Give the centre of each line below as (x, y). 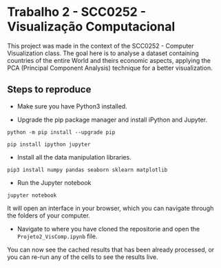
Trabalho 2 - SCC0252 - (77, 12)
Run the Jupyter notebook (54, 182)
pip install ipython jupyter (49, 144)
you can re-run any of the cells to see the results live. (83, 257)
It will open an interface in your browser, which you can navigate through (110, 208)
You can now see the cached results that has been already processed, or (111, 249)
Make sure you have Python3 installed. (72, 106)
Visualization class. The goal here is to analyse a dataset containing (103, 53)
